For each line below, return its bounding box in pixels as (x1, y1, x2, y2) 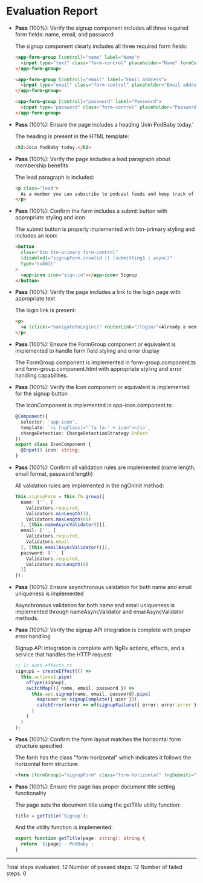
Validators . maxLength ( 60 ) (26, 516, 92, 522)
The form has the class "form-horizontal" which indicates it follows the (14, 753, 192, 761)
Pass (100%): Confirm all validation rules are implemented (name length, (14, 464, 196, 471)
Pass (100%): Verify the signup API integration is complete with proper (14, 626, 192, 634)
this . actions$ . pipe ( (21, 674, 72, 680)
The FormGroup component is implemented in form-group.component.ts (14, 359, 196, 366)
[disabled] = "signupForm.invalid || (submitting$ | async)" (21, 255, 173, 261)
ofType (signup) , (26, 679, 67, 685)
